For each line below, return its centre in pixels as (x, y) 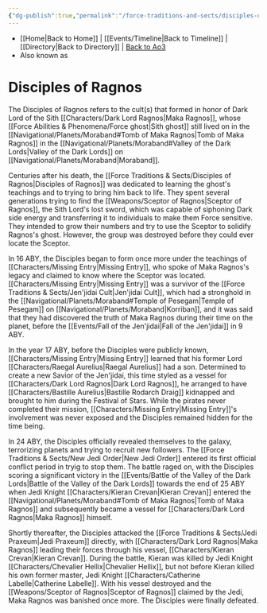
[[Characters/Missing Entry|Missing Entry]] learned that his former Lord (125, 358)
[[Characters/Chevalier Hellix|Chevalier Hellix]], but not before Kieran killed (131, 566)
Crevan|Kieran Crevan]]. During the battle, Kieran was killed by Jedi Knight (131, 558)
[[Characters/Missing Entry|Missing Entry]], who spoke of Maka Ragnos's (129, 266)
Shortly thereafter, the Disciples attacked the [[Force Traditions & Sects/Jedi (133, 533)
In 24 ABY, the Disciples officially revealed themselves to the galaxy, (120, 441)
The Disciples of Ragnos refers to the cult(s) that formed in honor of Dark (128, 109)
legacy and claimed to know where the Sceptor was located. (107, 275)
